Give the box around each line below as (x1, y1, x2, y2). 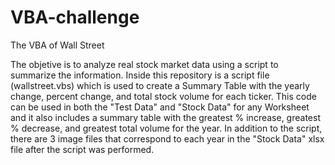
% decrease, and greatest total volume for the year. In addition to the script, (10, 122, 323, 134)
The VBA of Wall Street (10, 39, 105, 51)
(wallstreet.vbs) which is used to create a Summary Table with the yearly (10, 79, 310, 91)
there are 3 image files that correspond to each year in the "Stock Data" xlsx (10, 132, 325, 145)
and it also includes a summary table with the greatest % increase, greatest (10, 111, 321, 123)
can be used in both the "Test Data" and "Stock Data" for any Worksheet (10, 101, 310, 113)
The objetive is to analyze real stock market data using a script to (10, 58, 279, 70)
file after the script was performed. (10, 143, 155, 155)
